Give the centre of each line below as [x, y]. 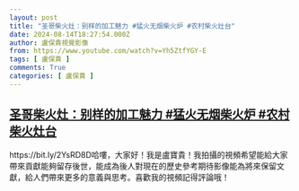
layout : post [34, 17]
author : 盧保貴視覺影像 [49, 43]
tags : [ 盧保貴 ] [40, 59]
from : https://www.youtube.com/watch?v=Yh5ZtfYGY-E [108, 51]
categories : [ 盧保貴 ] [52, 76]
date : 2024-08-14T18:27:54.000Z [70, 34]
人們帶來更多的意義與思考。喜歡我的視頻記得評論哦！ [131, 177]
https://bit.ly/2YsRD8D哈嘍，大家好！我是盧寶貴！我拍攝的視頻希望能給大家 [149, 154]
